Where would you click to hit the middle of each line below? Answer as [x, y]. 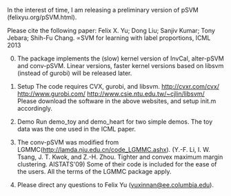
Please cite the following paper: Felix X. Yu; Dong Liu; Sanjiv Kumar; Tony [111, 31]
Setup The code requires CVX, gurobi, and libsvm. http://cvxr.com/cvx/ [118, 86]
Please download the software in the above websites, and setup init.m [117, 101]
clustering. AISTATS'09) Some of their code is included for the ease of [117, 164]
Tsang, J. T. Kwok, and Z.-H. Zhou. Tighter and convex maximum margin [120, 157]
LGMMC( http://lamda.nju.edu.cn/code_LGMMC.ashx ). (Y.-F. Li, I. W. [113, 150]
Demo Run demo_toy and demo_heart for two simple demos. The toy [115, 122]
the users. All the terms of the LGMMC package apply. [94, 172]
